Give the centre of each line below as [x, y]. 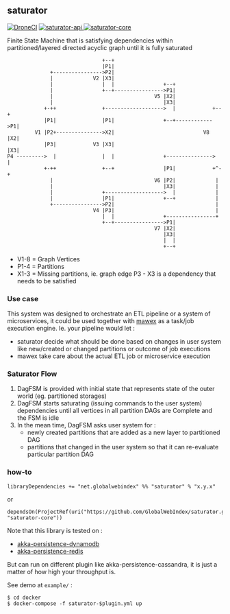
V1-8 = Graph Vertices [48, 259]
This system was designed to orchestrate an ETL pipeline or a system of [109, 314]
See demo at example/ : [40, 585]
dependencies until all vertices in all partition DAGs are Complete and [115, 411]
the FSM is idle [38, 418]
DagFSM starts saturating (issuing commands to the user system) [110, 403]
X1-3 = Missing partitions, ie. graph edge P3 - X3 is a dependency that [116, 274]
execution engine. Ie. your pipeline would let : [71, 329]
